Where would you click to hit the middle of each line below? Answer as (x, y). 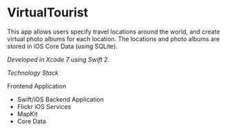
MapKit (27, 114)
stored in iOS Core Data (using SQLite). (63, 46)
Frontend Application (37, 86)
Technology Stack (33, 73)
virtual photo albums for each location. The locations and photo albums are (113, 38)
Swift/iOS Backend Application (61, 99)
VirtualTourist (48, 13)
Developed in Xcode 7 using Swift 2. (58, 59)
